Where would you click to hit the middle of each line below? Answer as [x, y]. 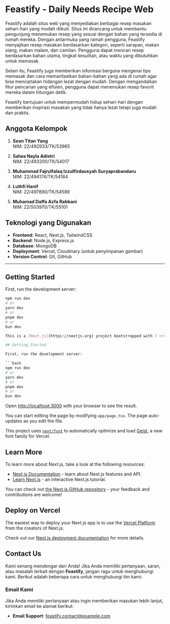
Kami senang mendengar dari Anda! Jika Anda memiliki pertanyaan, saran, [83, 566]
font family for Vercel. [28, 436]
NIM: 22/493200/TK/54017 [41, 161]
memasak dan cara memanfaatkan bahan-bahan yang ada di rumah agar [81, 76]
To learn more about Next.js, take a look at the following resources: [75, 464]
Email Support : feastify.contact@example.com [61, 616]
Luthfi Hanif [25, 186]
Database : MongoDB [35, 246]
